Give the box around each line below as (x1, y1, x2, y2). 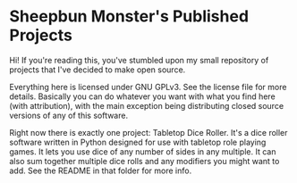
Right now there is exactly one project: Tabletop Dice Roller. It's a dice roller (9, 127, 288, 137)
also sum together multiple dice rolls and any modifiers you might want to (9, 155, 280, 166)
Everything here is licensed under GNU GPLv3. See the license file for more (9, 81, 287, 92)
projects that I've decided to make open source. (9, 64, 186, 75)
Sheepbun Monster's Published (9, 6, 249, 27)
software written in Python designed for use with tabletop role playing (9, 137, 267, 147)
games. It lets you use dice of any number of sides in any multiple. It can (9, 146, 276, 157)
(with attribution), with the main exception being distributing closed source (9, 100, 284, 111)
